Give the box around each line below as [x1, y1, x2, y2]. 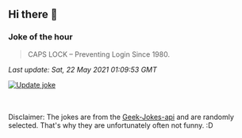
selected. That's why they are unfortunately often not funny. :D [8, 120, 213, 130]
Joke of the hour [8, 32, 73, 43]
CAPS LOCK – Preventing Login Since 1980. [27, 49, 171, 59]
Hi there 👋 [8, 8, 58, 21]
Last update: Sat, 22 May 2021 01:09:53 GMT [8, 65, 157, 74]
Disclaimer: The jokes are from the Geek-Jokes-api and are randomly [8, 112, 234, 121]
